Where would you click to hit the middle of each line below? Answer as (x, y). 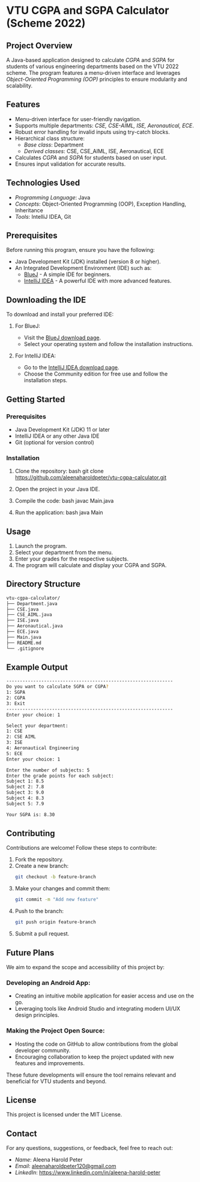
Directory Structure (44, 584)
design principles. (37, 1015)
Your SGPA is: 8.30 (31, 814)
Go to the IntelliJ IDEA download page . (71, 368)
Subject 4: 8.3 (25, 798)
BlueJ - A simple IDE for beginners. (67, 274)
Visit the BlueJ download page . (62, 338)
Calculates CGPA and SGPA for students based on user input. (91, 157)
